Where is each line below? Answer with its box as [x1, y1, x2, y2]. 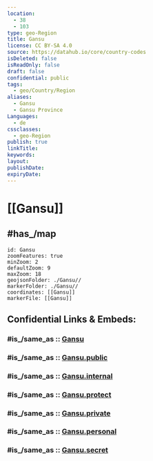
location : [7, 10, 36, 17]
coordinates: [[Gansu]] [7, 288, 76, 296]
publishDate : [7, 164, 45, 171]
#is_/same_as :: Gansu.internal [7, 371, 113, 381]
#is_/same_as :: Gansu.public [7, 352, 108, 362]
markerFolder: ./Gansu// [7, 283, 79, 290]
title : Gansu [7, 36, 45, 43]
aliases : [7, 94, 32, 101]
